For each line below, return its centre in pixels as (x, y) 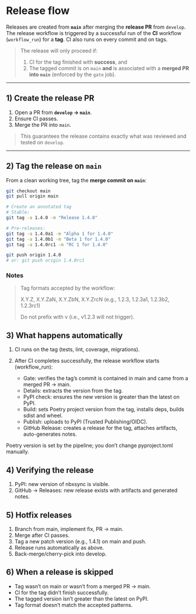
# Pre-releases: (26, 228)
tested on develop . (42, 142)
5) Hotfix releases (39, 515)
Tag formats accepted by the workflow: (68, 288)
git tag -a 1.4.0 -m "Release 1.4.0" (52, 218)
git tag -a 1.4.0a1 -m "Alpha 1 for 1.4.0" (60, 234)
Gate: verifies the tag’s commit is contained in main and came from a (106, 379)
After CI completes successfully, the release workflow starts (87, 361)
